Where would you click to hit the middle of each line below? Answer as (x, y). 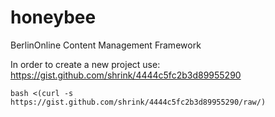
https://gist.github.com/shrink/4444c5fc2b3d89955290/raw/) (138, 102)
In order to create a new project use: (85, 64)
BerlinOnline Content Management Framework (106, 45)
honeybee (53, 17)
